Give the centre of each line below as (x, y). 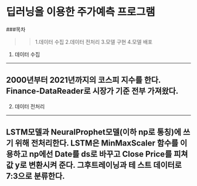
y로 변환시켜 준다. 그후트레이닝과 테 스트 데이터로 (98, 165)
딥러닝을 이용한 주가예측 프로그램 (81, 12)
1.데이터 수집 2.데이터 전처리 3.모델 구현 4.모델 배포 (94, 42)
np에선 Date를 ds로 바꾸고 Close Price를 (101, 154)
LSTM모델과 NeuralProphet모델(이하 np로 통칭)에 (94, 132)
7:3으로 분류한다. (35, 176)
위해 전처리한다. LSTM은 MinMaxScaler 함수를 (97, 143)
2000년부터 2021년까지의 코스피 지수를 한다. (84, 80)
